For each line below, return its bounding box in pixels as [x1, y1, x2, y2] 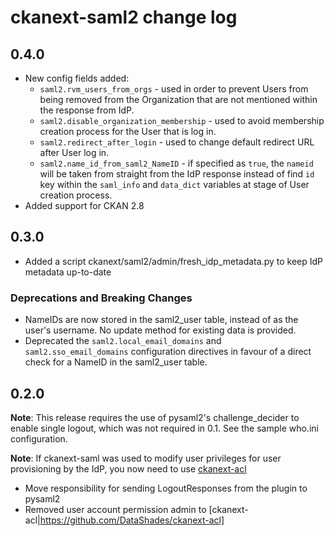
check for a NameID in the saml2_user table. [24, 356, 208, 368]
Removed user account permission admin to [24, 503, 207, 515]
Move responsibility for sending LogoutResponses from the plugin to [24, 482, 308, 494]
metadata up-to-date [24, 266, 112, 278]
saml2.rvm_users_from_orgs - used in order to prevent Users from [39, 83, 309, 95]
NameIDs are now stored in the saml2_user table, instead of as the [24, 314, 299, 326]
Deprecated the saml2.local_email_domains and [24, 335, 222, 347]
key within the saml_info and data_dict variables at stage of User [39, 179, 310, 190]
